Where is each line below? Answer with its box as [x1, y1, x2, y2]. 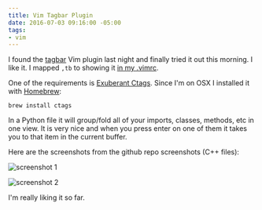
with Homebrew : [8, 87, 61, 96]
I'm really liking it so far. [8, 193, 85, 202]
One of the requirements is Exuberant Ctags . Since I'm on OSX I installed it [8, 78, 250, 88]
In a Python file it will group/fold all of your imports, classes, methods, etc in [8, 115, 254, 125]
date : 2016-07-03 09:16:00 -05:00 [8, 19, 122, 27]
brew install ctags [8, 102, 72, 110]
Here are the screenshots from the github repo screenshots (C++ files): [8, 147, 240, 157]
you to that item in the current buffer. [8, 132, 127, 142]
